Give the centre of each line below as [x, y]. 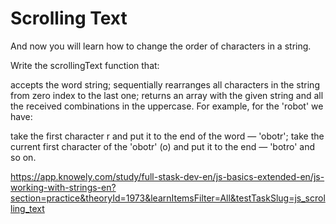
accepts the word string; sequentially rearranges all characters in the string [165, 84]
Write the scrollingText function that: [85, 65]
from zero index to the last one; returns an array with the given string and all [167, 95]
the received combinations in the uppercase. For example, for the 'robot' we [167, 106]
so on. [23, 157]
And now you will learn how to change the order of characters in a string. [161, 46]
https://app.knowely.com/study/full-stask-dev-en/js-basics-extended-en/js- [167, 176]
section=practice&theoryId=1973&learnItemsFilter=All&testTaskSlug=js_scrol [168, 198]
